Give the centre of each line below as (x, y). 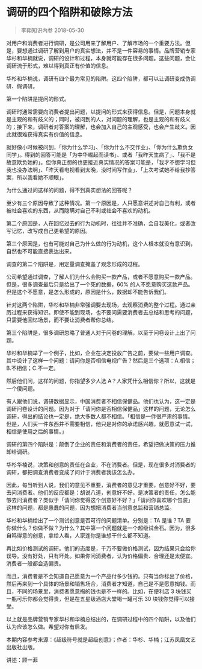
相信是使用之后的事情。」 (37, 431)
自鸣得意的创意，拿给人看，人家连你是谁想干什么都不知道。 (80, 535)
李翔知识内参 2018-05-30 (52, 30)
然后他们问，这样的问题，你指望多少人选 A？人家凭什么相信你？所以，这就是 (101, 381)
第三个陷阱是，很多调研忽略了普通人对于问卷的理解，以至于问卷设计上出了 (98, 332)
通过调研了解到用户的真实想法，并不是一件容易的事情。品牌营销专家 (111, 50)
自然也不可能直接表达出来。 (41, 251)
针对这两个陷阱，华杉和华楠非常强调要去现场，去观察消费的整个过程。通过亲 (101, 305)
